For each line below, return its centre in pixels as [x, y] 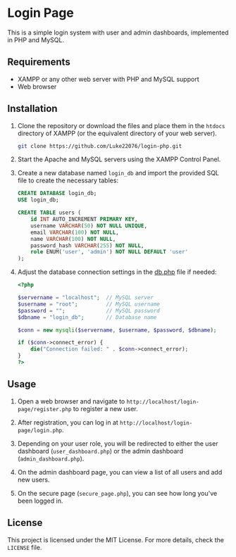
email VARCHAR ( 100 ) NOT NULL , [75, 232]
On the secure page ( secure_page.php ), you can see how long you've [117, 493]
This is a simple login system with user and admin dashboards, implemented [118, 32]
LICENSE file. [25, 547]
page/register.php [44, 409]
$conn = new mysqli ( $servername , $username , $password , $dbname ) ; [117, 330]
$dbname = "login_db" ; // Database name [87, 317]
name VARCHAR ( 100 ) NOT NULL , [73, 239]
